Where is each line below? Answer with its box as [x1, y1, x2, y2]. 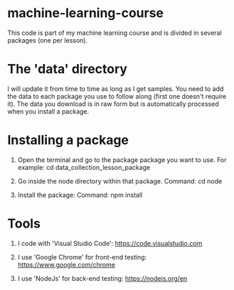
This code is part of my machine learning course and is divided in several [7, 28, 222, 37]
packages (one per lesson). [7, 36, 87, 44]
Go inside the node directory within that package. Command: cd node [17, 176, 223, 186]
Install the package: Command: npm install [17, 190, 143, 199]
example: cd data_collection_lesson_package [17, 163, 151, 171]
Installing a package [7, 132, 129, 149]
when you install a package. [7, 107, 90, 115]
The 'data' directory [7, 61, 128, 77]
